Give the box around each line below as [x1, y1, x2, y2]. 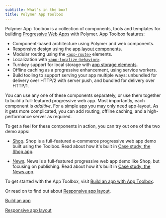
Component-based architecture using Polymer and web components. [12, 40, 155, 46]
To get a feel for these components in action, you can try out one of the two [5, 123, 160, 129]
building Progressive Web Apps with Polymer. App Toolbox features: [5, 31, 145, 37]
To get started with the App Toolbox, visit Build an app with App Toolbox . [5, 178, 154, 184]
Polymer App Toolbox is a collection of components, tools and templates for [5, 25, 161, 31]
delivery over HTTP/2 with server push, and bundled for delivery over [12, 77, 155, 83]
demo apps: [5, 128, 30, 134]
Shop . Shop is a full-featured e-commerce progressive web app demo [12, 138, 157, 144]
